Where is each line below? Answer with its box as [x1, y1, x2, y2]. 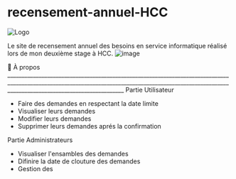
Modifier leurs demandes [17, 114, 92, 123]
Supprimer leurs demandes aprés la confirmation [17, 121, 161, 130]
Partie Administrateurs [7, 136, 73, 144]
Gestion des [17, 164, 53, 173]
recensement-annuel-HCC [7, 4, 168, 21]
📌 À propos [7, 63, 41, 71]
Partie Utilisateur [125, 85, 174, 94]
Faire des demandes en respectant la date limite [17, 99, 159, 107]
